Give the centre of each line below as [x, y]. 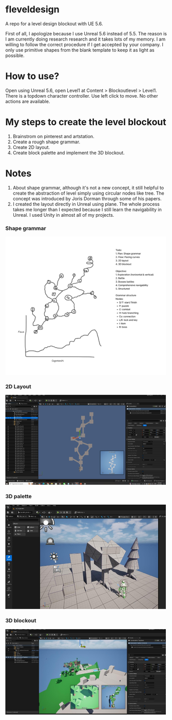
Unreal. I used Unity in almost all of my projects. [63, 215]
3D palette [18, 496]
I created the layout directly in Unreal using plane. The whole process [86, 204]
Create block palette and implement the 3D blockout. [69, 153]
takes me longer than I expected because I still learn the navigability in [87, 210]
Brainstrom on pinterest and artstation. [53, 136]
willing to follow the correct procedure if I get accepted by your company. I [84, 44]
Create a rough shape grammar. [46, 142]
